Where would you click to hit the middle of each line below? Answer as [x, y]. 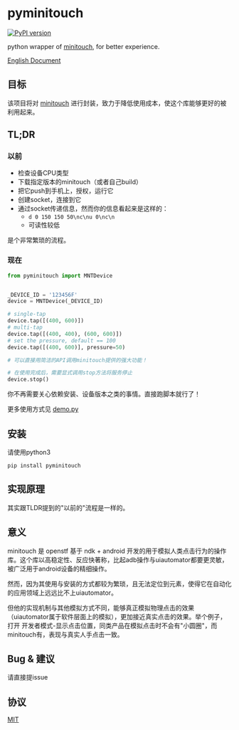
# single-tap [27, 314]
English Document [34, 60]
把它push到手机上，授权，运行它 [65, 191]
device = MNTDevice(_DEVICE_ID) [55, 301]
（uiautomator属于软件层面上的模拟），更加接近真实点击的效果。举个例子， [117, 616]
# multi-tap [25, 328]
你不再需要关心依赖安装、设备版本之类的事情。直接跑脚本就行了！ [104, 394]
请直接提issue [28, 677]
